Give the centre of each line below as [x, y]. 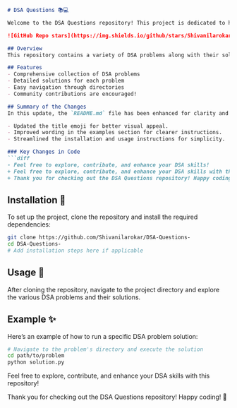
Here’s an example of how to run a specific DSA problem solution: [103, 336]
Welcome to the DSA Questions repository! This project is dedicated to [116, 23]
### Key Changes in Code [44, 152]
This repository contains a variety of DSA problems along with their [113, 55]
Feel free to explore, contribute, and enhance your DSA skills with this [109, 376]
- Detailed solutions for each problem [66, 81]
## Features [25, 68]
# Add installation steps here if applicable [75, 251]
